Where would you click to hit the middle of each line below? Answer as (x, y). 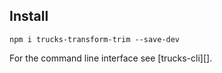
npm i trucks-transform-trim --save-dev (95, 39)
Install (29, 16)
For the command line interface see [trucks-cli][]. (111, 58)
